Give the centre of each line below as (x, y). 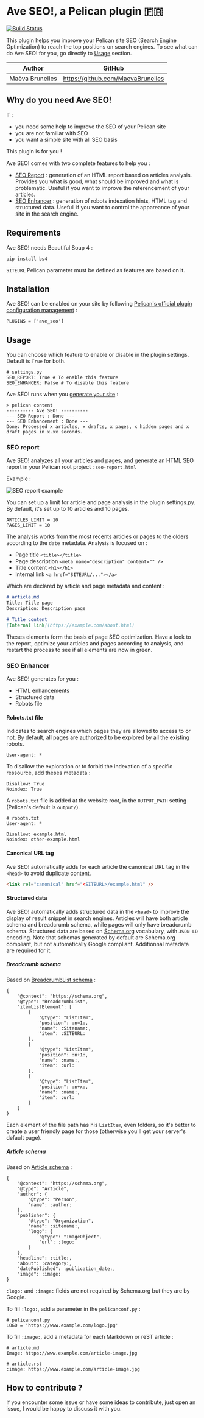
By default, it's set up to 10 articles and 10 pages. (68, 509)
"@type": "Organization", (61, 1221)
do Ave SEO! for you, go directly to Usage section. (69, 53)
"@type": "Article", (43, 1188)
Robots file (29, 704)
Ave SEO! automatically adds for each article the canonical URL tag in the (98, 866)
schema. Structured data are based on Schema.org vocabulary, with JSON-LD (102, 931)
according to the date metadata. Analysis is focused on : (77, 543)
